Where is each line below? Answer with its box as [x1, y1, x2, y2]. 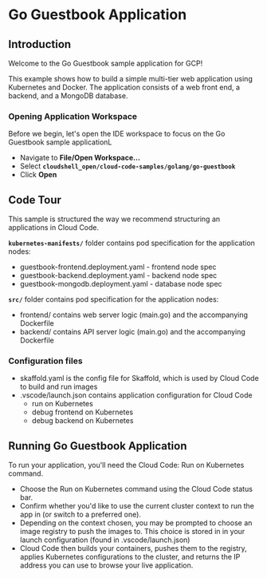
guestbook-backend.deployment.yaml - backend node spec [19, 271, 218, 280]
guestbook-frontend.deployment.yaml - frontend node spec [19, 262, 217, 272]
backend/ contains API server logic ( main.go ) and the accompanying [19, 327, 245, 337]
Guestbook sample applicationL [8, 137, 112, 147]
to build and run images [19, 382, 98, 392]
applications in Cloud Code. [8, 223, 100, 232]
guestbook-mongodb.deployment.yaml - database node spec [19, 279, 222, 289]
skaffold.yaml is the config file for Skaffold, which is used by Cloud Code [19, 374, 259, 383]
